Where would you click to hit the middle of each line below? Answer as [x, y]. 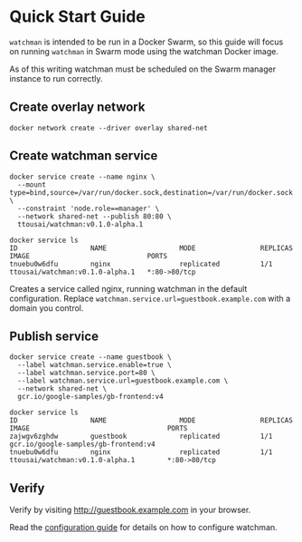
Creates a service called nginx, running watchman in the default [128, 288]
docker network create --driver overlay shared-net [109, 128]
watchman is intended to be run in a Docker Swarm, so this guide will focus [146, 42]
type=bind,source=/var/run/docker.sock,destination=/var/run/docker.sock [151, 192]
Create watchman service [84, 156]
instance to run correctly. [56, 78]
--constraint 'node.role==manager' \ [89, 208]
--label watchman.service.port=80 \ [86, 373]
